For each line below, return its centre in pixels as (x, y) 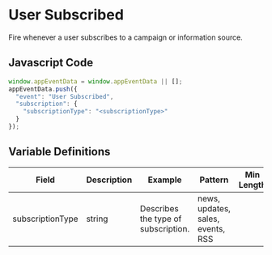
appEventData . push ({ (43, 89)
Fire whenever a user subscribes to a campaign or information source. (125, 37)
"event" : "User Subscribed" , (65, 96)
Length (253, 185)
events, (211, 228)
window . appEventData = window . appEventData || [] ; (96, 81)
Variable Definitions (59, 152)
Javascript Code (51, 63)
